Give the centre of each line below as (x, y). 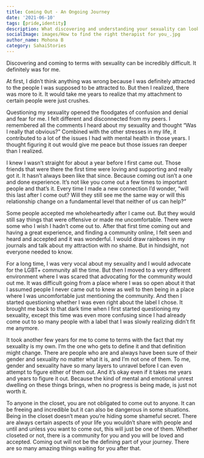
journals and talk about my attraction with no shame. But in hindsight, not (98, 245)
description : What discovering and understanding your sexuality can (96, 29)
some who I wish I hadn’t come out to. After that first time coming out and (98, 226)
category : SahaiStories (36, 46)
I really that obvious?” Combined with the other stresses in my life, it (91, 132)
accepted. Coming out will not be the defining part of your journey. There (98, 442)
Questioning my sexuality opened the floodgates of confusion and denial (97, 112)
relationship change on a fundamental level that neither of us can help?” (96, 201)
